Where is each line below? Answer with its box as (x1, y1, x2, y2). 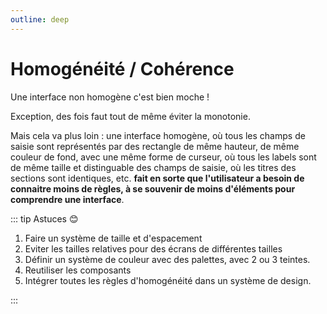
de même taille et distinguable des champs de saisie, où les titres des (10, 161, 297, 173)
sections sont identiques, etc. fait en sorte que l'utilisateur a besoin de (10, 172, 305, 184)
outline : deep (10, 14, 70, 25)
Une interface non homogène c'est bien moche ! (10, 91, 210, 103)
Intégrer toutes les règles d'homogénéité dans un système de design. (24, 274, 312, 286)
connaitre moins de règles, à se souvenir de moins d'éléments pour (10, 182, 296, 195)
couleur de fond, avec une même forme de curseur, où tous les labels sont (10, 151, 317, 163)
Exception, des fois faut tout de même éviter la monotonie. (10, 110, 251, 122)
